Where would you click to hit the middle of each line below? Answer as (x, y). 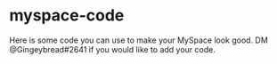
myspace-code (67, 16)
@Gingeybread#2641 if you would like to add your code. (112, 49)
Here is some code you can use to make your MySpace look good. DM (139, 40)
